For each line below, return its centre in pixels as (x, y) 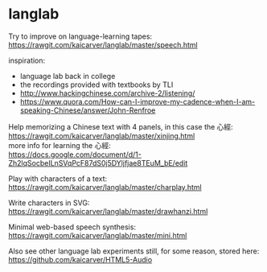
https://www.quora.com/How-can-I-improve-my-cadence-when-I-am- (138, 101)
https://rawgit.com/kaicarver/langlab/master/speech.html (103, 44)
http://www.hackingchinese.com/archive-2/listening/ (107, 93)
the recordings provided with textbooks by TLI (97, 84)
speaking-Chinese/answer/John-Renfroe (88, 110)
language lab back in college (68, 76)
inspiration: (27, 60)
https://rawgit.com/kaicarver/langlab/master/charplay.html (105, 187)
